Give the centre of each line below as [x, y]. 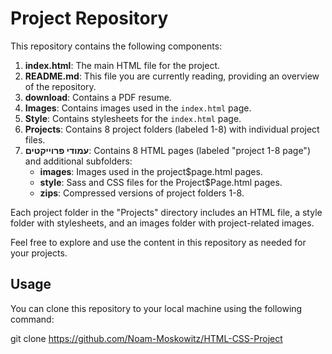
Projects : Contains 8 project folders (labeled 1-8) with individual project [172, 129]
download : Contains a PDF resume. [98, 97]
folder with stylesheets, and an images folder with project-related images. [162, 223]
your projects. [39, 253]
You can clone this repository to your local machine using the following [156, 308]
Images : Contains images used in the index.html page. [138, 108]
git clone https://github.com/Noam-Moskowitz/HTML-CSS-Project [146, 338]
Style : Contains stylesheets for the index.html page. [133, 118]
